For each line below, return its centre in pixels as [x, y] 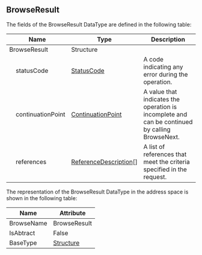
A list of [154, 146]
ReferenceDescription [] [104, 162]
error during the [166, 74]
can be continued [168, 122]
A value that [160, 92]
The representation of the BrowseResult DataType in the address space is [97, 192]
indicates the [162, 99]
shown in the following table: [42, 198]
